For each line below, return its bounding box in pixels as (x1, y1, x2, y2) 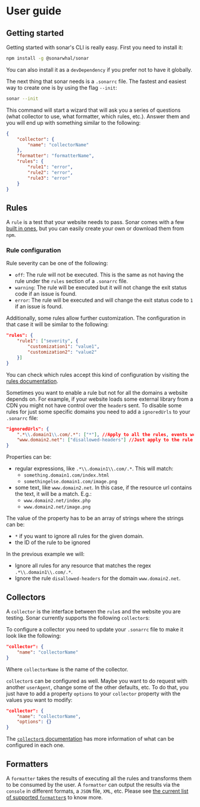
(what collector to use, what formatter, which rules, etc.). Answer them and (6, 112, 190, 120)
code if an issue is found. (14, 290, 77, 297)
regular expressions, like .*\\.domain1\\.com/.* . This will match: (14, 465, 174, 472)
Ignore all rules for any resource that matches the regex (14, 562, 152, 569)
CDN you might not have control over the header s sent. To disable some (6, 401, 182, 409)
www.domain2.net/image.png (23, 504, 91, 510)
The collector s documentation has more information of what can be (6, 735, 174, 742)
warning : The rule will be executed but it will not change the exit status (14, 284, 187, 291)
